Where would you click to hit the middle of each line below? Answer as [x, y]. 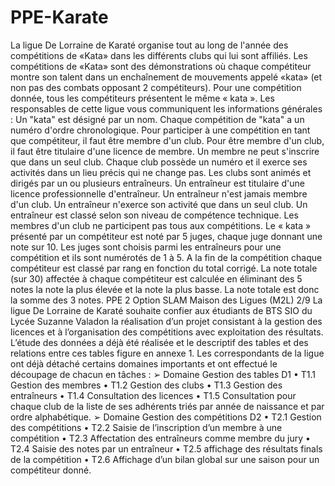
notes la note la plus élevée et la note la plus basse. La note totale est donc [165, 289]
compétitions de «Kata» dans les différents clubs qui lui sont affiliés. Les [159, 55]
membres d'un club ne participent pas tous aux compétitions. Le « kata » [161, 225]
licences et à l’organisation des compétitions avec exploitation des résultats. [167, 332]
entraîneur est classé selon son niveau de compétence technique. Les [154, 215]
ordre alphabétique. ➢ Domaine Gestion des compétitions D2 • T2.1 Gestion [166, 417]
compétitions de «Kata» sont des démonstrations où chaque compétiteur [161, 66]
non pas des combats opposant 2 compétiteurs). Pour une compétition [156, 87]
